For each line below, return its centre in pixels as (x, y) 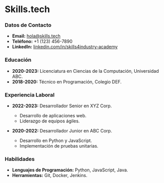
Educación (18, 60)
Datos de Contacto (28, 25)
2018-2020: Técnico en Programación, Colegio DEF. (67, 81)
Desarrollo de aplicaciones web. (53, 116)
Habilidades (20, 159)
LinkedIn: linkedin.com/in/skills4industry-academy (65, 47)
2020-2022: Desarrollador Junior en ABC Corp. (62, 131)
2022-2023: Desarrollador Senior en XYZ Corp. (62, 106)
